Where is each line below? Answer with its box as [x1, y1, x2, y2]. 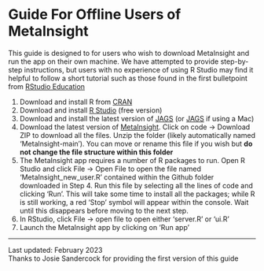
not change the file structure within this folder [19, 147, 174, 157]
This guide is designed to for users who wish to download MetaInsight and [8, 48, 250, 58]
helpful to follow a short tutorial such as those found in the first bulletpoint [8, 73, 247, 83]
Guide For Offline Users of [8, 6, 181, 24]
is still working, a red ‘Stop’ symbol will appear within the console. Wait [19, 197, 249, 206]
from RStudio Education [8, 81, 85, 91]
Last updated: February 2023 [8, 245, 103, 254]
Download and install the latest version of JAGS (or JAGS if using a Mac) [19, 113, 255, 123]
